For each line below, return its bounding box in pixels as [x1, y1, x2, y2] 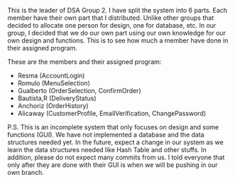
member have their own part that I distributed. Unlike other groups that [7, 14, 214, 22]
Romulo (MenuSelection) [17, 79, 91, 87]
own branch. [7, 168, 45, 176]
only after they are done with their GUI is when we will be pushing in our [7, 161, 218, 169]
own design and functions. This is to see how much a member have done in [7, 36, 229, 45]
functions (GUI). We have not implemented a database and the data [7, 131, 204, 139]
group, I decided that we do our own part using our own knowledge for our [7, 28, 226, 37]
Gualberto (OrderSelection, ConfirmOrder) [17, 87, 142, 95]
